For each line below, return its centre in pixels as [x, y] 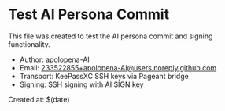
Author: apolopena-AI [55, 59]
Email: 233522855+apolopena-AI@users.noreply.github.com [118, 67]
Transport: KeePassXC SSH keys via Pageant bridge [104, 76]
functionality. [30, 44]
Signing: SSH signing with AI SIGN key [81, 84]
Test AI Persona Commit [89, 14]
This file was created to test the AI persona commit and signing [111, 36]
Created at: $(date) [39, 99]
